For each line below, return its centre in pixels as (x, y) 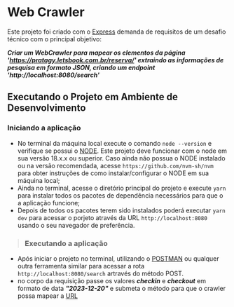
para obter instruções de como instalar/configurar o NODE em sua (113, 173)
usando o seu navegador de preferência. (76, 225)
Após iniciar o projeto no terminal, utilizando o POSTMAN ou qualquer (118, 258)
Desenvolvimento (47, 108)
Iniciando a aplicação (44, 128)
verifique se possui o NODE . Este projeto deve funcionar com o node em (122, 151)
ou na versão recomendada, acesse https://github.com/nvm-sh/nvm (115, 165)
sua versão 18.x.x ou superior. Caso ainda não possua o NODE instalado (121, 158)
